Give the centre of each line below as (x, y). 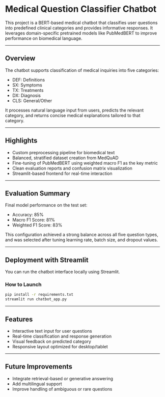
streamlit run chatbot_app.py (36, 299)
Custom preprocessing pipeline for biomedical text (63, 152)
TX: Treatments (28, 90)
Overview (20, 58)
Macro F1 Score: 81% (34, 220)
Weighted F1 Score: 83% (37, 225)
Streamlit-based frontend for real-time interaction (62, 173)
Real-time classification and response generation (62, 336)
